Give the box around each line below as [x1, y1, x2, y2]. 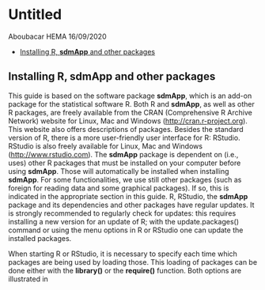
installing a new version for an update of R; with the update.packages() [8, 217, 240, 226]
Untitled [8, 6, 62, 24]
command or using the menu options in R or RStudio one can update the [8, 225, 244, 235]
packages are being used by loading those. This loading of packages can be [8, 257, 258, 266]
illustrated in [8, 274, 49, 284]
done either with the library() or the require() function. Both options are [8, 266, 242, 275]
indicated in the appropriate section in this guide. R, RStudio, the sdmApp [8, 191, 248, 201]
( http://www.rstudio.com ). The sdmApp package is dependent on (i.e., [8, 149, 239, 159]
